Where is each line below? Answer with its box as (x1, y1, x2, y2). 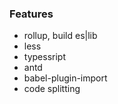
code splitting (23, 83, 81, 95)
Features (9, 7, 54, 21)
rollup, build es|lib (23, 30, 98, 42)
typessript (23, 51, 66, 63)
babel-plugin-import (23, 72, 108, 84)
